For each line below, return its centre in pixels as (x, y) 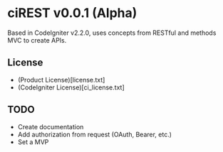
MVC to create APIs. (37, 40)
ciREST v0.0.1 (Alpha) (72, 13)
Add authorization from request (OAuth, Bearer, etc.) (95, 134)
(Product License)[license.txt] (61, 80)
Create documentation (51, 126)
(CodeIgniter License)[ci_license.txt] (71, 87)
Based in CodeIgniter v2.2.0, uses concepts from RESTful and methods (112, 33)
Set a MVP (33, 142)
